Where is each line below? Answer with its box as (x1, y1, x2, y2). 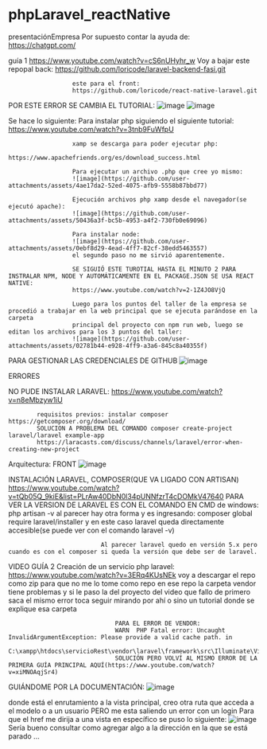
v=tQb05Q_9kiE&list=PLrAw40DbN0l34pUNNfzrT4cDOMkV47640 (8, 491, 224, 501)
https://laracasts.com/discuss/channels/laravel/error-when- (37, 438, 244, 447)
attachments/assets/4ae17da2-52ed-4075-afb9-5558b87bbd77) (8, 181, 208, 189)
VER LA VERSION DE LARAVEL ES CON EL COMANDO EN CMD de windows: (8, 500, 259, 509)
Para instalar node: (72, 230, 141, 238)
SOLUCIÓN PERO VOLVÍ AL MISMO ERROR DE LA (114, 654, 258, 662)
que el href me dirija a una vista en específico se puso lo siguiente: (8, 714, 227, 724)
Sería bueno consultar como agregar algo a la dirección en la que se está (8, 723, 248, 732)
